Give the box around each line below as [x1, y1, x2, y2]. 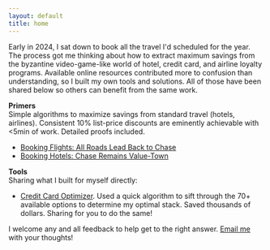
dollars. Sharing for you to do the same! [19, 208, 152, 218]
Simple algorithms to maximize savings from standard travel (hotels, [8, 109, 235, 119]
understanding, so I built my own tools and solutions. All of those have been [8, 76, 262, 86]
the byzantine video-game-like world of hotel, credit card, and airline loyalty [8, 58, 263, 69]
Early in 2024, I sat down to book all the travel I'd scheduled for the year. [8, 41, 251, 51]
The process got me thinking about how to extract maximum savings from [8, 50, 255, 60]
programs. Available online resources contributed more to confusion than [8, 67, 253, 77]
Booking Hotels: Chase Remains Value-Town [19, 151, 169, 161]
